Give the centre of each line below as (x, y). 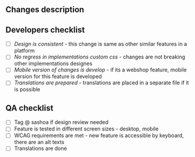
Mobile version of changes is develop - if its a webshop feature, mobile (100, 70)
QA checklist (29, 108)
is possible (27, 89)
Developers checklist (45, 30)
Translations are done (40, 148)
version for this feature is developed (58, 77)
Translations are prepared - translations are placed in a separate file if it (101, 83)
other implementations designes (53, 64)
